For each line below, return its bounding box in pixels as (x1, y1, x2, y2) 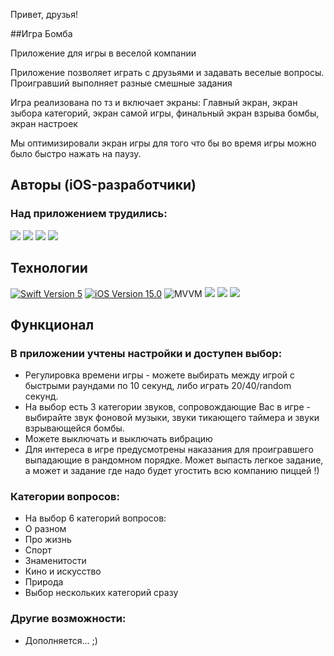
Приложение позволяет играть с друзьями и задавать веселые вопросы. (10, 67, 325, 78)
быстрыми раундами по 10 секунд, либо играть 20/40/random (24, 380, 292, 392)
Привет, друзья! (10, 9, 78, 20)
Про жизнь (24, 534, 72, 546)
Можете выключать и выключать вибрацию (24, 433, 213, 445)
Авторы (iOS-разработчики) (10, 177, 197, 194)
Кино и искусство (24, 565, 102, 578)
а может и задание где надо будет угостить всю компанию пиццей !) (24, 465, 320, 477)
